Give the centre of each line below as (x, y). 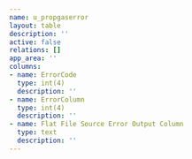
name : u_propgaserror (49, 17)
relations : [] (35, 50)
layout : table (35, 26)
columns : (25, 67)
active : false (35, 42)
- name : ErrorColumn (47, 99)
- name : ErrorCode (43, 75)
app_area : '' (33, 58)
